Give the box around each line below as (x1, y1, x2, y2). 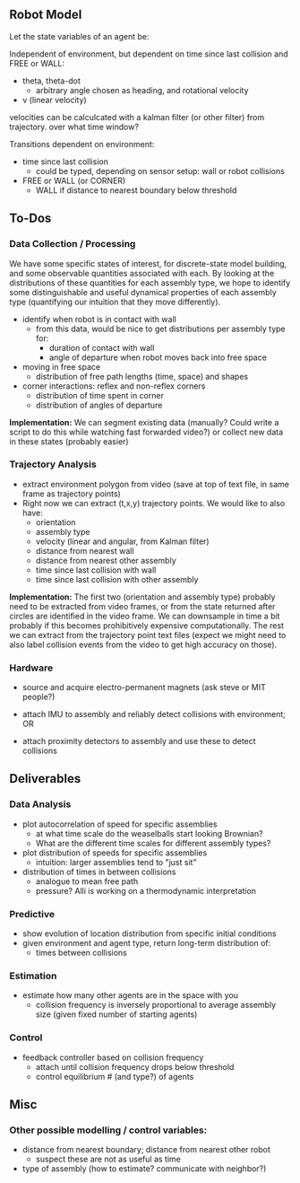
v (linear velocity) (21, 94, 87, 105)
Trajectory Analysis (9, 458, 97, 470)
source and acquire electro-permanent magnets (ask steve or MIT (21, 682, 266, 693)
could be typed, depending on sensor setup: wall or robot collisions (35, 165, 285, 176)
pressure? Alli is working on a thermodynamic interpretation (35, 885, 257, 896)
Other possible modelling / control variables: (9, 1124, 208, 1136)
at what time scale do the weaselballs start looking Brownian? (35, 828, 263, 838)
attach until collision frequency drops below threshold (35, 1061, 235, 1072)
